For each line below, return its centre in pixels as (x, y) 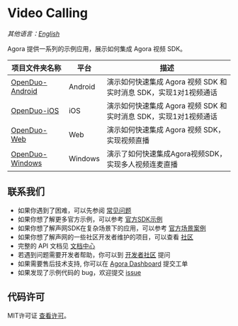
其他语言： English (34, 33)
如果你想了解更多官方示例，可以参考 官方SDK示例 (90, 219)
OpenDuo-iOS (35, 110)
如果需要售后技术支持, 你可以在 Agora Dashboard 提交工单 (103, 263)
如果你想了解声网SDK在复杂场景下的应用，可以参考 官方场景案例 (112, 228)
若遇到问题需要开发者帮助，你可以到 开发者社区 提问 (94, 254)
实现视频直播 (128, 140)
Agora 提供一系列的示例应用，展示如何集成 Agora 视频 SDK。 (97, 48)
